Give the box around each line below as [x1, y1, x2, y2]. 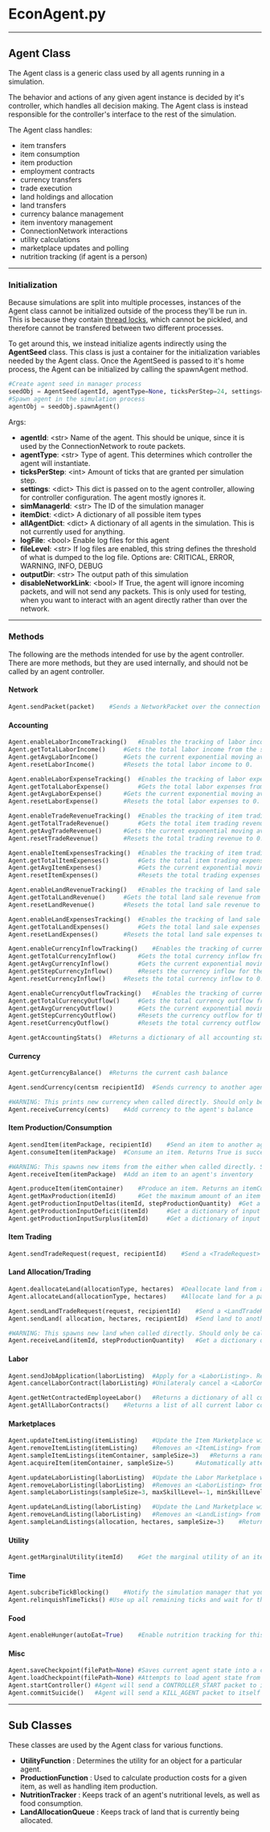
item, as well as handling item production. [19, 1781, 158, 1791]
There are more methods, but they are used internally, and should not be [8, 657, 249, 668]
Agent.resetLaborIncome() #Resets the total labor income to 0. [8, 760, 253, 768]
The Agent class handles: [8, 125, 92, 134]
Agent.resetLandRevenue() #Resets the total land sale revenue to [8, 900, 261, 909]
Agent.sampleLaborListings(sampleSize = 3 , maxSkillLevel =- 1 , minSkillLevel [8, 1488, 264, 1496]
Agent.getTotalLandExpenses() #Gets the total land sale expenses [8, 923, 261, 931]
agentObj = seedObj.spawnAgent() [8, 402, 121, 410]
